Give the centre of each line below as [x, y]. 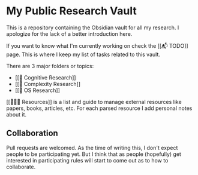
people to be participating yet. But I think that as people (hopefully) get [94, 154]
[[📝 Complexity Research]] [48, 84]
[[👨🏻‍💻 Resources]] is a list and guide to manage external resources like [94, 102]
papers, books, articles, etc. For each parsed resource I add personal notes [99, 108]
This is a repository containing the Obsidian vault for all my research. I [93, 27]
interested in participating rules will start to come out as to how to [87, 160]
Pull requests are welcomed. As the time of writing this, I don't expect [92, 148]
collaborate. [21, 167]
